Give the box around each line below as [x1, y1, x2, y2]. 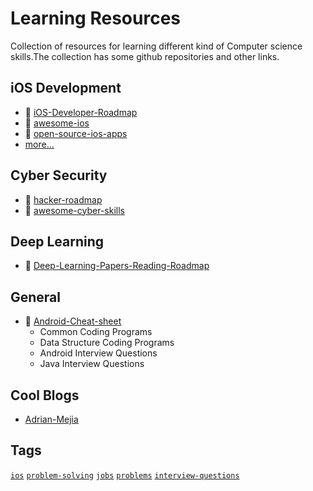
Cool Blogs [10, 387, 80, 404]
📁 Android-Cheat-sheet [24, 315, 122, 327]
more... [24, 138, 55, 150]
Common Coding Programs [39, 326, 153, 338]
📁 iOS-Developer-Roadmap [24, 106, 138, 118]
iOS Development [10, 80, 122, 97]
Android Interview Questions [39, 347, 158, 359]
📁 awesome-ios [24, 117, 90, 129]
